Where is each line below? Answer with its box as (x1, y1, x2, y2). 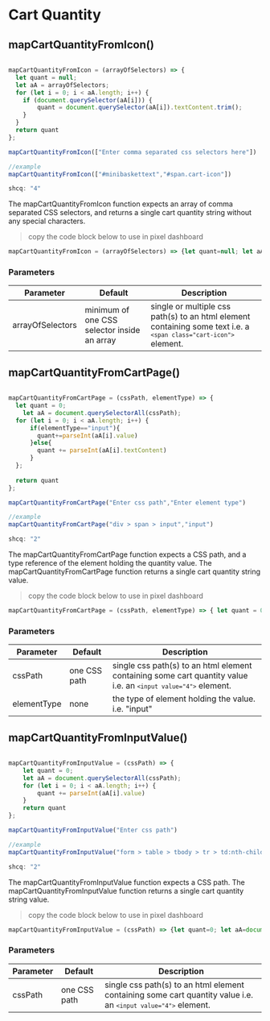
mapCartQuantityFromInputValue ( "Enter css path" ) (8, 826, 178, 835)
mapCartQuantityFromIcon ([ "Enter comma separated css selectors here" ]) (8, 147, 257, 156)
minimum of (84, 305, 130, 316)
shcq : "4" (8, 185, 42, 193)
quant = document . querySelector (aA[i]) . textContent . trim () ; (37, 103, 243, 112)
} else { (29, 439, 52, 447)
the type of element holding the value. (112, 693, 256, 704)
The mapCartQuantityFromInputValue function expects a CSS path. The (8, 877, 245, 887)
